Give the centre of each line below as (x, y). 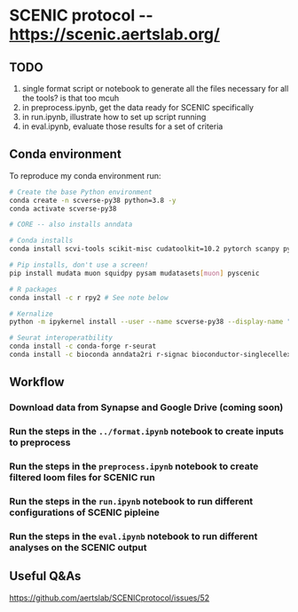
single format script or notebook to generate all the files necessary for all (155, 89)
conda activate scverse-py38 (63, 209)
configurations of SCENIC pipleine (84, 512)
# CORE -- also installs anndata (71, 225)
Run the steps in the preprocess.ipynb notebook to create (134, 466)
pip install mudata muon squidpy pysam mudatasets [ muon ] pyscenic (134, 273)
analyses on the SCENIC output (78, 547)
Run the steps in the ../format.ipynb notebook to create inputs (146, 431)
